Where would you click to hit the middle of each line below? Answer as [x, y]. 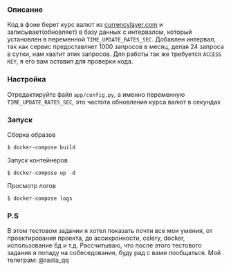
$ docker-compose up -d [41, 173]
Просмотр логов [32, 185]
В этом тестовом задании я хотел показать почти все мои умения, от [110, 231]
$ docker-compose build [41, 147]
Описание [25, 10]
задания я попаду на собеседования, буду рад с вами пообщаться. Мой [114, 253]
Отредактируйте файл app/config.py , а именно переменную [96, 94]
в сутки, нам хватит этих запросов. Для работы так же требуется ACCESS [114, 54]
